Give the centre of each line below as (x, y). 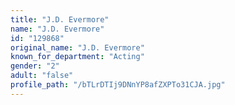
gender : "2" (35, 66)
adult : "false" (42, 76)
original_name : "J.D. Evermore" (77, 47)
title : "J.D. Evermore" (60, 19)
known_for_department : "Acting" (77, 57)
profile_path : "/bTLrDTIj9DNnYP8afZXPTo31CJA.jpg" (118, 85)
